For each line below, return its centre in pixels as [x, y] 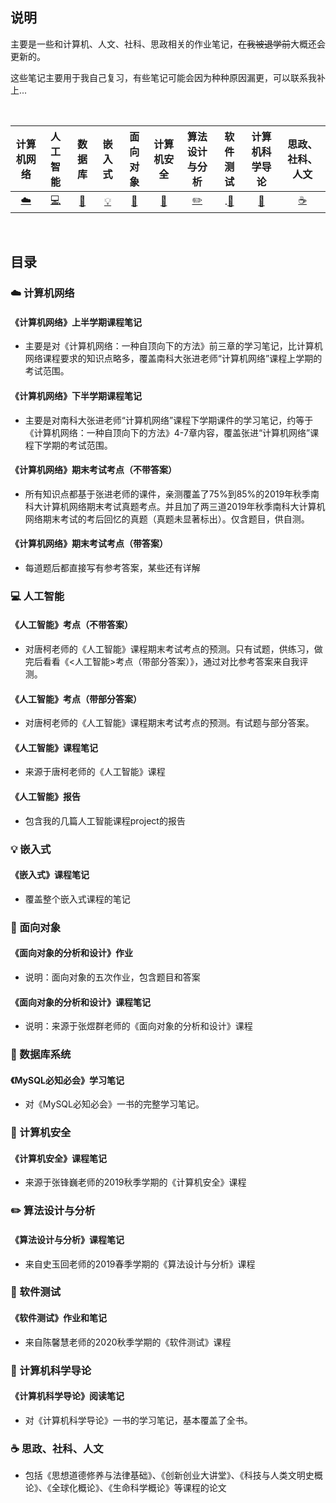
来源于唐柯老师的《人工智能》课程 [95, 772]
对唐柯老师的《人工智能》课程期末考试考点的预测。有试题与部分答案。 [169, 723]
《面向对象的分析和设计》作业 [71, 953]
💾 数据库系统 [41, 1055]
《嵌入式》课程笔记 [50, 875]
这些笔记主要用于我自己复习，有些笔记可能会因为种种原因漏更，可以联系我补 [168, 77]
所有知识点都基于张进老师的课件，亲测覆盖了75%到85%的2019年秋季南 [172, 494]
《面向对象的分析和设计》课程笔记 [80, 1002]
